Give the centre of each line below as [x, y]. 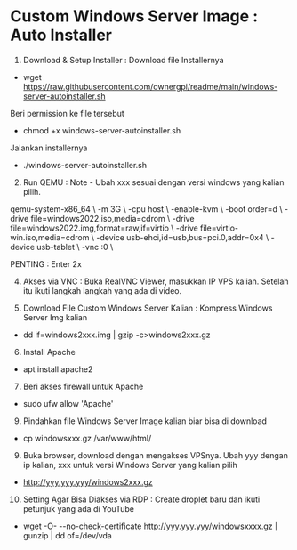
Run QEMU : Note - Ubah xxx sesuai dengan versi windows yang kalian [153, 182]
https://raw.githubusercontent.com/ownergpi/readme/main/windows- [150, 86]
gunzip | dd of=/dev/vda [67, 535]
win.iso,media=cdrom [50, 237]
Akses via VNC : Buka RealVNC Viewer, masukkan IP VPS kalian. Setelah [156, 281]
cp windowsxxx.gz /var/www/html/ [87, 438]
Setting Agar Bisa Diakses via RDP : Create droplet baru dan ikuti [141, 499]
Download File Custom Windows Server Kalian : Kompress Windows [148, 308]
